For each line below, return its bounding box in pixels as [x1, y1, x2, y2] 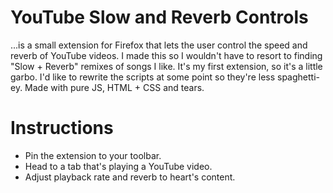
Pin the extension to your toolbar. [24, 149, 162, 161]
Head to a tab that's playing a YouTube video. [24, 160, 213, 172]
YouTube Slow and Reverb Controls [10, 6, 309, 29]
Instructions [10, 117, 114, 140]
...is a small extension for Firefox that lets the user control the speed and [10, 39, 308, 51]
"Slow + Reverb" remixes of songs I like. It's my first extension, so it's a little [10, 60, 323, 72]
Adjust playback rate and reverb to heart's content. [24, 171, 236, 183]
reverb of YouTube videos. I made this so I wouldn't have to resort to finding [10, 49, 323, 61]
